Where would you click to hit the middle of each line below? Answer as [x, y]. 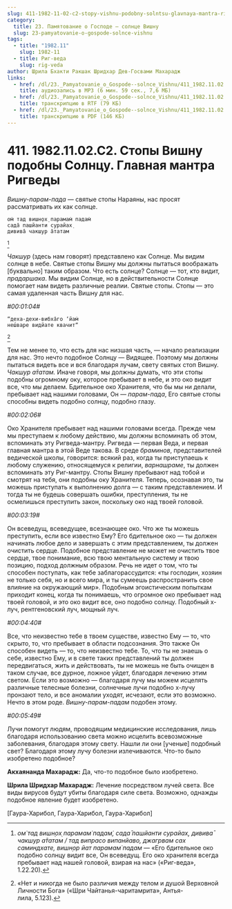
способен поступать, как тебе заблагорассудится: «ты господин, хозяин [115, 572]
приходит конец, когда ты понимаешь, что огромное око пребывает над [114, 594]
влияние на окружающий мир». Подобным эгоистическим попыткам [109, 587]
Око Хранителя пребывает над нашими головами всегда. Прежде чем [112, 428]
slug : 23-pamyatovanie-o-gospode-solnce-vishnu [83, 33]
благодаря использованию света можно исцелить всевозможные [105, 736]
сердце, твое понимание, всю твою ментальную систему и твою [103, 558]
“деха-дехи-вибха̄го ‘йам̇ [43, 319]
